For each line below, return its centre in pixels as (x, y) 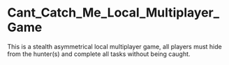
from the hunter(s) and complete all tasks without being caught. (99, 54)
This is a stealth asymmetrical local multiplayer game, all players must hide (114, 46)
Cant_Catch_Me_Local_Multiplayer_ (113, 13)
